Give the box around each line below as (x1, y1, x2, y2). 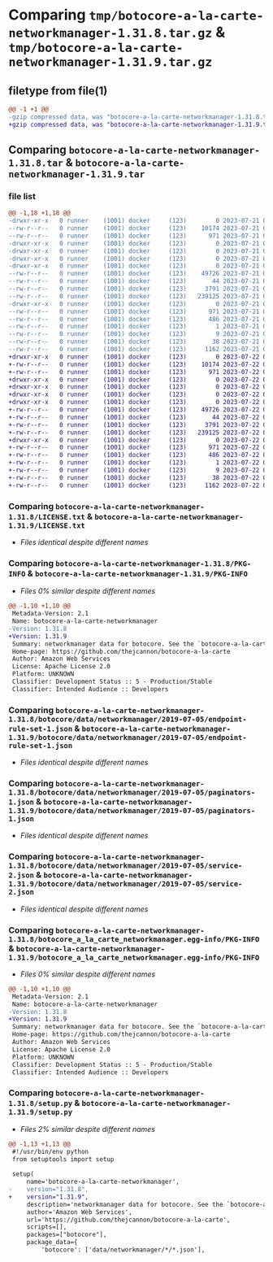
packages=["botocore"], (26, 1230, 107, 1239)
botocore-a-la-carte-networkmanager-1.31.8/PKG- (55, 559, 252, 568)
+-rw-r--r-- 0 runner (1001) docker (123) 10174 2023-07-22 (8, 360, 260, 368)
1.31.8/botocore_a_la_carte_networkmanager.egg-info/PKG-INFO (8, 934, 260, 944)
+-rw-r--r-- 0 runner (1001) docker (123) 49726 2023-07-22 (8, 406, 260, 414)
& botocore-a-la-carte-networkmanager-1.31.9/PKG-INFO (27, 568, 248, 579)
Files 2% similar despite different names (19, 1124, 156, 1134)
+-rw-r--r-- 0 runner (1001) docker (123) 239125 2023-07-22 (8, 429, 260, 437)
